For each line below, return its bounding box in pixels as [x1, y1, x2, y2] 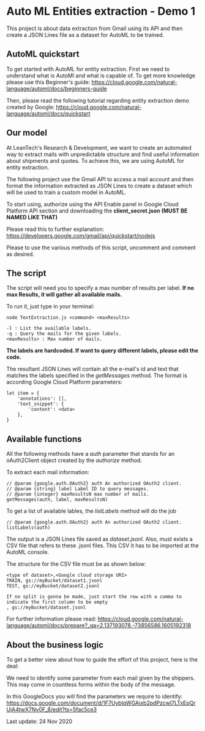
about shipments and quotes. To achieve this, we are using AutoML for [6, 157, 185, 164]
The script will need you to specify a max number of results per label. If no [6, 284, 195, 292]
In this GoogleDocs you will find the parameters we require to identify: [6, 693, 183, 700]
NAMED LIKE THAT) [6, 213, 58, 221]
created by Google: [6, 103, 55, 111]
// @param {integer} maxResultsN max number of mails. [6, 491, 149, 498]
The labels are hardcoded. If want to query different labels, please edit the [6, 347, 199, 354]
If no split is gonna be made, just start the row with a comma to [6, 594, 182, 600]
